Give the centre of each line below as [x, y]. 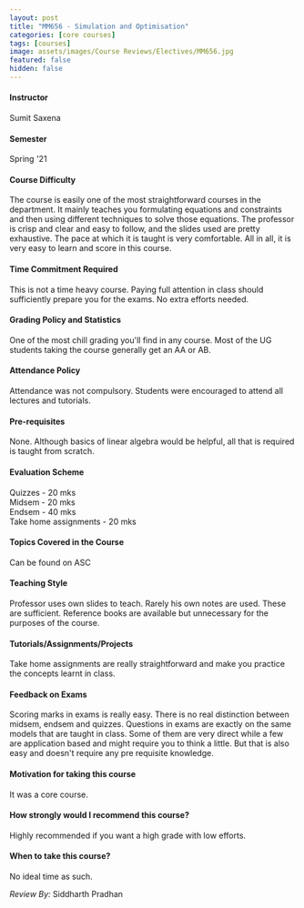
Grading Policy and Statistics [65, 320]
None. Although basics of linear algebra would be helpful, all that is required [152, 441]
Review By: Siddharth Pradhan [66, 893]
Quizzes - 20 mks [43, 492]
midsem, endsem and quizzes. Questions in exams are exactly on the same [150, 724]
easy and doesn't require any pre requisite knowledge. [111, 753]
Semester [28, 138]
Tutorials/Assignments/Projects [71, 643]
